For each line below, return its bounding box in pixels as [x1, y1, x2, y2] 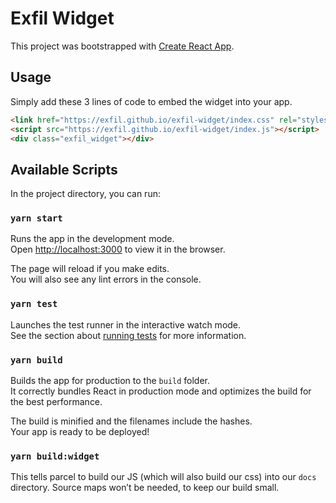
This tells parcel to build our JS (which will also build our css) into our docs [10, 471, 317, 483]
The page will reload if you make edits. [10, 263, 170, 275]
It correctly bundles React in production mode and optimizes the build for [10, 385, 312, 397]
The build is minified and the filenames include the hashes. [10, 415, 253, 427]
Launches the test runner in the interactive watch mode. [10, 318, 242, 331]
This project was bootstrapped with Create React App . [10, 40, 235, 52]
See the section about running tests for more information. [10, 329, 247, 341]
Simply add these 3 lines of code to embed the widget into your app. [10, 95, 293, 107]
